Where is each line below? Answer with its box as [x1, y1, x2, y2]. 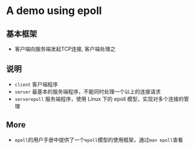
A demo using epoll [6, 4, 102, 18]
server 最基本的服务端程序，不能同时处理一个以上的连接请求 [14, 88, 161, 95]
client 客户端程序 [14, 81, 58, 88]
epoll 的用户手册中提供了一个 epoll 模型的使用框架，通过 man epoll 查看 [14, 136, 183, 143]
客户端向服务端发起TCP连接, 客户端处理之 [14, 46, 116, 52]
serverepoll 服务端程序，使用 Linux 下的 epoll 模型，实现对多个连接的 [14, 95, 184, 102]
